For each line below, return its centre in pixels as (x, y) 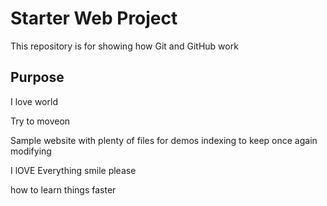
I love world (34, 101)
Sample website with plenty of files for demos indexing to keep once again (164, 140)
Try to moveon (40, 121)
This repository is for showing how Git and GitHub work (124, 46)
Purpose (37, 77)
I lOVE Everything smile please (73, 170)
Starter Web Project (94, 18)
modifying (31, 151)
